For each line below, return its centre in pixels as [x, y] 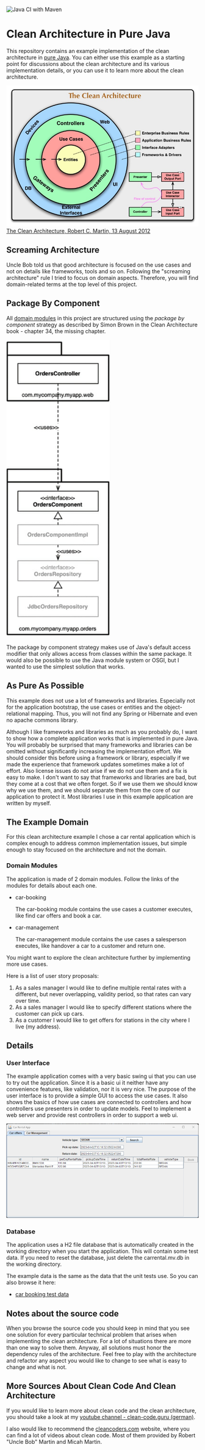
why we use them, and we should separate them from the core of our [93, 790]
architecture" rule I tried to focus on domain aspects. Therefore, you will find [103, 278]
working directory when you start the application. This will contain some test [102, 1251]
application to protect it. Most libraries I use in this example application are [100, 797]
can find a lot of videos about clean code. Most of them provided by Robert [101, 1435]
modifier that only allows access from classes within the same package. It [99, 653]
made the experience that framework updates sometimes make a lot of [95, 764]
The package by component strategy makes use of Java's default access [99, 647]
